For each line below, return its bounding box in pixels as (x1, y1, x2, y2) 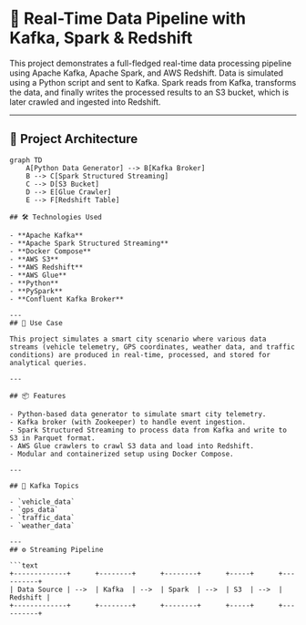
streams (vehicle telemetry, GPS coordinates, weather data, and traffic (9, 342, 296, 352)
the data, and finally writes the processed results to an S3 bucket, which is (9, 87, 290, 97)
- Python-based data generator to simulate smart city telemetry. (9, 409, 267, 418)
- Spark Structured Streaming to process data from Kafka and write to (9, 425, 287, 435)
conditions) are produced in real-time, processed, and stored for (9, 350, 271, 359)
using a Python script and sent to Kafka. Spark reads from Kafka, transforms (9, 77, 297, 87)
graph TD (9, 155, 43, 165)
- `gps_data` (9, 505, 59, 514)
